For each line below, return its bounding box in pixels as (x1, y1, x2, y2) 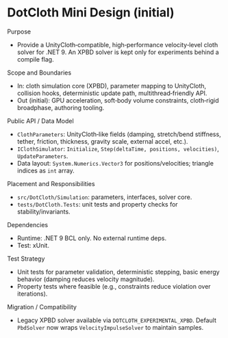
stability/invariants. (16, 207, 71, 216)
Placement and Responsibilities (7, 179, 95, 187)
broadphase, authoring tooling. (16, 103, 105, 112)
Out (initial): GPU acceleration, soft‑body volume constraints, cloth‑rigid (16, 96, 219, 104)
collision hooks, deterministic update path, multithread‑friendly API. (16, 89, 207, 97)
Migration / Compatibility (7, 302, 77, 311)
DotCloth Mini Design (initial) (7, 5, 175, 21)
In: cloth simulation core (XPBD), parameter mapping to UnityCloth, (16, 81, 207, 90)
